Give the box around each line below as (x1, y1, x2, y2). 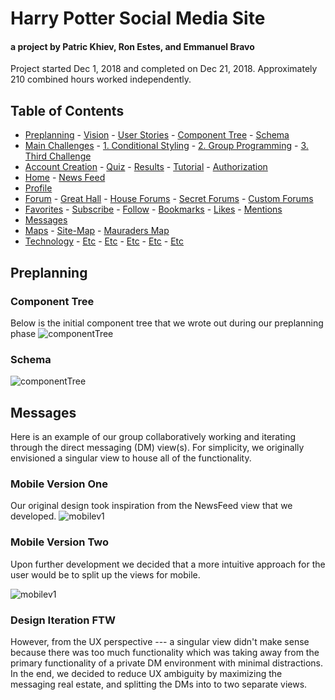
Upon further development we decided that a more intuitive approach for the (10, 558, 326, 570)
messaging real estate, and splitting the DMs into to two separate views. (10, 678, 308, 690)
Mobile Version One (10, 477, 108, 491)
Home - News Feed (24, 172, 106, 184)
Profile (24, 182, 53, 194)
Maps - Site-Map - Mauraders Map (24, 225, 170, 237)
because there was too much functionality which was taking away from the (10, 646, 320, 658)
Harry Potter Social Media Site (10, 7, 266, 30)
